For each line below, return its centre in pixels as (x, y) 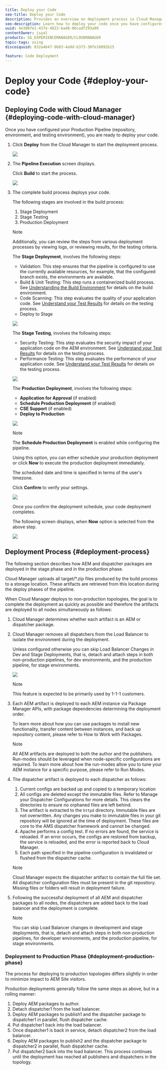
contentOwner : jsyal (27, 33)
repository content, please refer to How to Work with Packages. (78, 734)
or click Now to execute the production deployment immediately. (79, 463)
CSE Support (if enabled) (46, 408)
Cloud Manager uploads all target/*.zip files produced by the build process (82, 579)
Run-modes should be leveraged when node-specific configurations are (86, 759)
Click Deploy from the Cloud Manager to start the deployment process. (85, 144)
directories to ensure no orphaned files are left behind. (76, 805)
